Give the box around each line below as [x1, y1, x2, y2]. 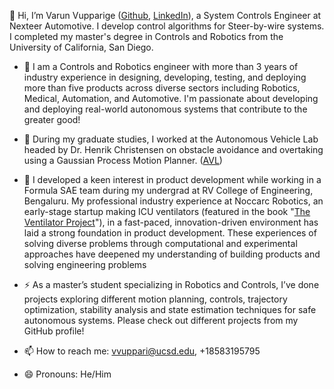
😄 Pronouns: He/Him [23, 368, 112, 380]
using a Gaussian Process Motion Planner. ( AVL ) [23, 155, 223, 166]
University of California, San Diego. [9, 41, 154, 53]
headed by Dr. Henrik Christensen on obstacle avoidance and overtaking [23, 144, 324, 155]
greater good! [23, 114, 81, 125]
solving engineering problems [23, 259, 147, 270]
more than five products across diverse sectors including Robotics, [23, 82, 301, 94]
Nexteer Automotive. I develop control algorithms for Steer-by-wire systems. [9, 20, 325, 32]
